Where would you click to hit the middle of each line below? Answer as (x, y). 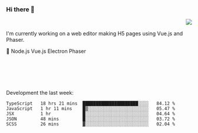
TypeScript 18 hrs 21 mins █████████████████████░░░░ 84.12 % (91, 104)
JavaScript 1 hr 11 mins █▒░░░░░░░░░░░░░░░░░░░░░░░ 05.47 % (91, 109)
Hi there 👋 (21, 9)
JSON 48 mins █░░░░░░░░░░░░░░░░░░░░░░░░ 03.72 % (91, 119)
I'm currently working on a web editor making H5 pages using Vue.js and (95, 34)
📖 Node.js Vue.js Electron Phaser (46, 51)
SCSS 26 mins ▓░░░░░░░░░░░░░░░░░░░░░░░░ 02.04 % (91, 124)
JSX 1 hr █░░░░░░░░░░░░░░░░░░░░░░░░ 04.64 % (91, 114)
